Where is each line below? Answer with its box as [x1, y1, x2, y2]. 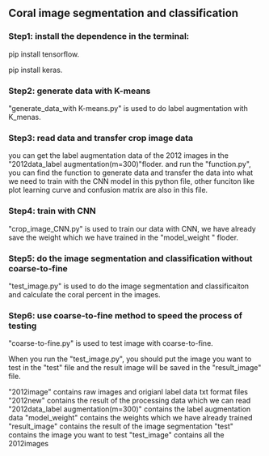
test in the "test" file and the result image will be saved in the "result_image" [8, 363, 262, 373]
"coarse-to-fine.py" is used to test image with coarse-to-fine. [8, 339, 214, 348]
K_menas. [8, 112, 42, 121]
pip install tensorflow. [8, 49, 80, 59]
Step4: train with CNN [8, 206, 96, 217]
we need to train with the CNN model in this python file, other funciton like [8, 177, 255, 186]
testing [8, 320, 37, 331]
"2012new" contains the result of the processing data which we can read [8, 396, 251, 406]
